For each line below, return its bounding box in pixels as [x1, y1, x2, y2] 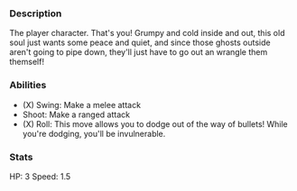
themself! [9, 57, 45, 68]
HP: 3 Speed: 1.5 [9, 170, 71, 182]
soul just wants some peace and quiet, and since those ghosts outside [9, 37, 271, 48]
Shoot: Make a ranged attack [22, 109, 131, 120]
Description [9, 7, 62, 20]
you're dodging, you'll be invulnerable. [22, 128, 166, 139]
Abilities [9, 79, 47, 92]
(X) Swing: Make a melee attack [22, 99, 142, 110]
